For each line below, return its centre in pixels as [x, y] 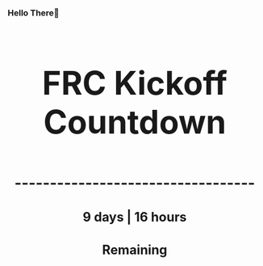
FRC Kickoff [135, 82]
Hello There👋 [33, 13]
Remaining [135, 250]
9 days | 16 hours [135, 217]
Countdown [135, 121]
